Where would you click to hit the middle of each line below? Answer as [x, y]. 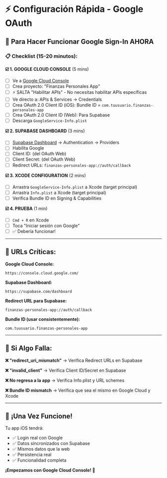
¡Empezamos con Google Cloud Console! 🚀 [50, 470]
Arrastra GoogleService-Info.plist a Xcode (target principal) [75, 187]
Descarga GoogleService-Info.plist [49, 121]
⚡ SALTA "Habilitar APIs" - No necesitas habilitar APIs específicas [80, 92]
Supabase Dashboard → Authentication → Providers [66, 143]
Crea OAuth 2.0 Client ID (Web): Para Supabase [61, 115]
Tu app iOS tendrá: [24, 428]
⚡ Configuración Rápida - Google [74, 9]
